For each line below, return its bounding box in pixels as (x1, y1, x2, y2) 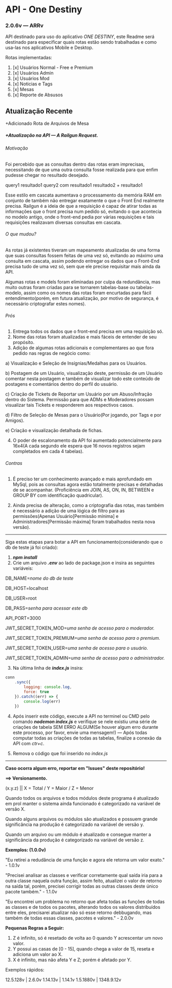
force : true (24, 689, 50, 695)
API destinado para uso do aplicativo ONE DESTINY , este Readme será (5, 33, 155, 40)
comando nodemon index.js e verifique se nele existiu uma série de (12, 718, 157, 725)
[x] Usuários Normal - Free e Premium (12, 64, 93, 70)
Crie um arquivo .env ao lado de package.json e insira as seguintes (12, 560, 155, 566)
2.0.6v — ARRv (5, 22, 44, 29)
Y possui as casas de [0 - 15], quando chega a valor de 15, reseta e (12, 945, 155, 952)
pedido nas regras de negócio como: (12, 350, 91, 356)
